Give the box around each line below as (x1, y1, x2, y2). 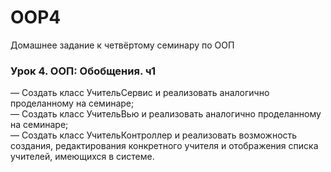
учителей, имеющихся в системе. (10, 151, 155, 163)
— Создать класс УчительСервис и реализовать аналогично (10, 87, 270, 99)
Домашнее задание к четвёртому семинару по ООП (10, 39, 235, 51)
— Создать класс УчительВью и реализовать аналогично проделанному (10, 108, 322, 120)
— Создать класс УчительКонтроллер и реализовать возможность (10, 129, 298, 141)
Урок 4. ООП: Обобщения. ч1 (10, 64, 156, 78)
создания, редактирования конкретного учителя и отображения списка (10, 140, 319, 152)
